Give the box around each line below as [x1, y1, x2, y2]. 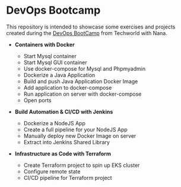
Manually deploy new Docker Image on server [23, 132, 136, 140]
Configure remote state [23, 167, 81, 175]
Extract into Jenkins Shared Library [23, 138, 110, 145]
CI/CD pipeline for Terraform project [23, 174, 112, 181]
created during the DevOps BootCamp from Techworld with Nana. [6, 29, 167, 36]
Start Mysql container [23, 52, 77, 59]
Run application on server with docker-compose [23, 90, 142, 97]
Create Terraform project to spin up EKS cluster [23, 161, 140, 169]
